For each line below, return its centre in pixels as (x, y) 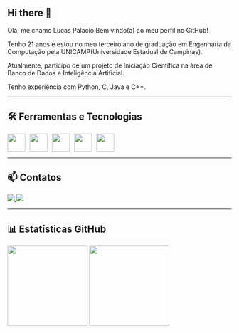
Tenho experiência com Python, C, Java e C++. (77, 87)
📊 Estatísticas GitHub (57, 229)
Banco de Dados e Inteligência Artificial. (66, 73)
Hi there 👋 (30, 13)
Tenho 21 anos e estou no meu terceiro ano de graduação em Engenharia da (119, 44)
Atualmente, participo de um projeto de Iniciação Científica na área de (110, 65)
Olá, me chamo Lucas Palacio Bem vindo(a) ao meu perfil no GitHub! (108, 30)
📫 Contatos (34, 178)
